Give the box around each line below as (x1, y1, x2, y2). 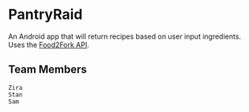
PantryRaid (8, 6, 83, 24)
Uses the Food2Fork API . (8, 39, 89, 49)
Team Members (8, 63, 87, 77)
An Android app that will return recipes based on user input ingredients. (8, 32, 241, 41)
